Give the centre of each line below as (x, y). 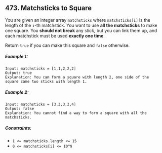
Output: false (20, 109)
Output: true (19, 73)
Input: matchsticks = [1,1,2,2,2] (41, 69)
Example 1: (17, 57)
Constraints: (18, 128)
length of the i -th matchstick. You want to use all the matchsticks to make (81, 25)
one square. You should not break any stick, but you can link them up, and (81, 30)
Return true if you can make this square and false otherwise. (67, 45)
